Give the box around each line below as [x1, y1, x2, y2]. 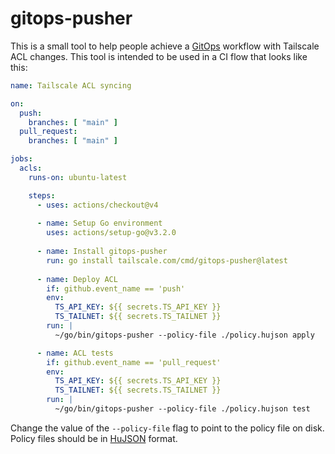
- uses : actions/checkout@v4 [36, 200, 159, 210]
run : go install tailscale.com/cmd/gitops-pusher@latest [46, 255, 288, 266]
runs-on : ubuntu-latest [28, 172, 128, 182]
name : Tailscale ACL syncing [10, 80, 132, 91]
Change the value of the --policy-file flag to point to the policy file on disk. [10, 422, 325, 434]
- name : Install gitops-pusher [36, 247, 168, 257]
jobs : [10, 154, 33, 164]
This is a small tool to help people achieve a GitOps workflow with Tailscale [10, 40, 320, 52]
